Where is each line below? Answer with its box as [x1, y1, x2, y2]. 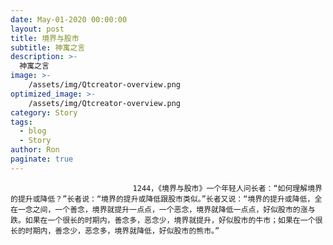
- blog [19, 126, 47, 136]
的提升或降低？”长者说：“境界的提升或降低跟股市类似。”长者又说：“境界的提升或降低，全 [10, 194, 323, 204]
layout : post [10, 24, 65, 34]
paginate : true [10, 154, 74, 164]
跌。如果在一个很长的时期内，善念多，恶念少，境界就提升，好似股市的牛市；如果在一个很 [10, 215, 323, 225]
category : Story [10, 107, 78, 118]
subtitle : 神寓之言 [10, 42, 86, 53]
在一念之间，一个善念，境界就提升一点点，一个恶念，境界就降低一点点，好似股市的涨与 [10, 204, 316, 215]
